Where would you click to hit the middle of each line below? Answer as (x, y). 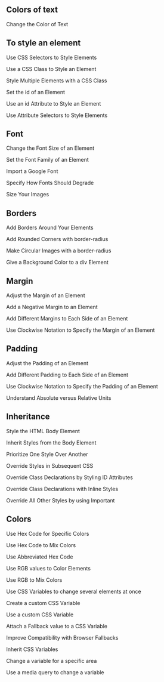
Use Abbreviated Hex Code (40, 557)
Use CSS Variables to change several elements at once (74, 591)
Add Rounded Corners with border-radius (57, 239)
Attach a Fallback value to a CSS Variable (57, 626)
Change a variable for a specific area (52, 661)
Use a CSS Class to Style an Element (51, 69)
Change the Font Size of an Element (50, 148)
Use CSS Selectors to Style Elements (52, 57)
